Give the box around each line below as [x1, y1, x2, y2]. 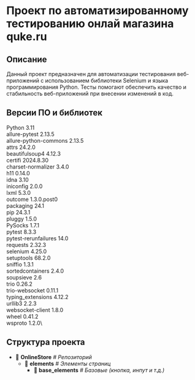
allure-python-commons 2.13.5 [6, 137, 84, 144]
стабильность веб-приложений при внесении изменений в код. [6, 90, 174, 97]
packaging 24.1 [6, 202, 45, 209]
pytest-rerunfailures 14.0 [6, 234, 69, 242]
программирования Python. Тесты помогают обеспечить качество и [6, 83, 187, 91]
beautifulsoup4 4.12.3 [6, 150, 61, 157]
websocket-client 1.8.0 [6, 306, 63, 313]
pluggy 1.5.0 [6, 215, 37, 222]
